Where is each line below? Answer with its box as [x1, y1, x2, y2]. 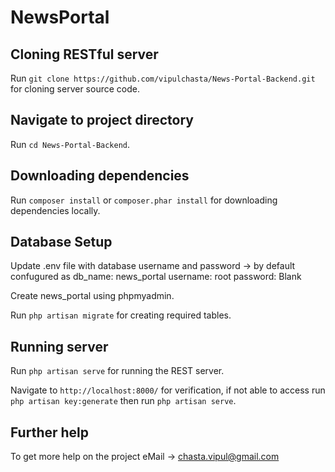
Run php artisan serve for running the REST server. [10, 365, 225, 377]
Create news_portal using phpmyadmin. [10, 290, 175, 302]
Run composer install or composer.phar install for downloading [10, 194, 278, 206]
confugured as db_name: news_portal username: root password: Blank [10, 271, 302, 283]
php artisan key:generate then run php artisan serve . [10, 395, 237, 407]
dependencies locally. [10, 204, 101, 216]
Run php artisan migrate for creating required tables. [10, 309, 232, 321]
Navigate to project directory [10, 112, 194, 129]
